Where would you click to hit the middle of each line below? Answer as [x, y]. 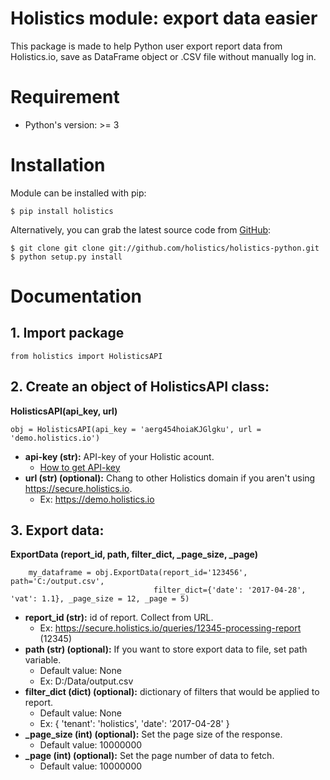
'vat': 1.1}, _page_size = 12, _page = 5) [100, 599]
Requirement [65, 97]
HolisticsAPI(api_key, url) [64, 411]
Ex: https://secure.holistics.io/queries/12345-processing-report [170, 628]
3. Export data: [57, 530]
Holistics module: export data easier [164, 18]
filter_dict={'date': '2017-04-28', [230, 590]
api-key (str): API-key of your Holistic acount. [119, 456]
